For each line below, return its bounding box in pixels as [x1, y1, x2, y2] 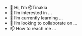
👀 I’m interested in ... [9, 10, 52, 16]
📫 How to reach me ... [9, 26, 56, 31]
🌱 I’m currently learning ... [9, 15, 63, 20]
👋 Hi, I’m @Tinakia [9, 5, 48, 10]
